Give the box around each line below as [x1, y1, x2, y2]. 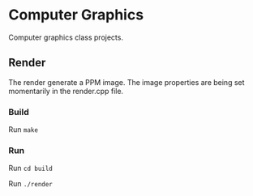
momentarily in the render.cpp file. [8, 86, 124, 96]
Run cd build [8, 164, 53, 173]
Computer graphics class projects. [8, 32, 124, 42]
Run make [8, 125, 39, 134]
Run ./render [8, 179, 53, 189]
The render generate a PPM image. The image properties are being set [8, 77, 245, 87]
